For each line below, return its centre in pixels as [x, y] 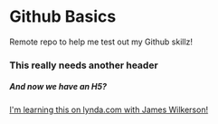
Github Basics [63, 17]
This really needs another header [84, 65]
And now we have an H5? [58, 87]
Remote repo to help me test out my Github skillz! [101, 42]
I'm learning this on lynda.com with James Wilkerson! [109, 110]
